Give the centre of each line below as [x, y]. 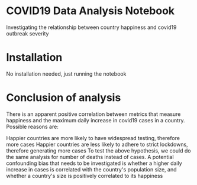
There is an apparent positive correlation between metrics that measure [93, 114]
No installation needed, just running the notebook [66, 74]
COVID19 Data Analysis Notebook [91, 11]
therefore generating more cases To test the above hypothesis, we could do [98, 150]
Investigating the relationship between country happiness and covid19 [91, 27]
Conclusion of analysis [64, 98]
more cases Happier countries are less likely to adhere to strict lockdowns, [97, 144]
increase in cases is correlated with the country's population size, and [91, 169]
